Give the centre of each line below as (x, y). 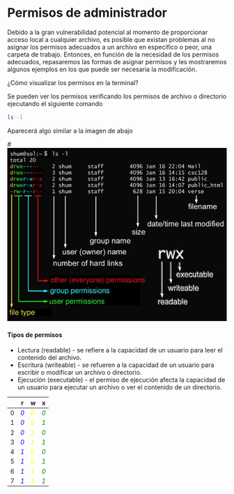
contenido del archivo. (49, 358)
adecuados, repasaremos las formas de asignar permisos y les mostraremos (117, 61)
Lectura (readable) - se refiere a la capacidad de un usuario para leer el (120, 350)
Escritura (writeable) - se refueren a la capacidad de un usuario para (116, 365)
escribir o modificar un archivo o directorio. (79, 373)
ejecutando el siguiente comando (55, 103)
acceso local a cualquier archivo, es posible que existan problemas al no (111, 39)
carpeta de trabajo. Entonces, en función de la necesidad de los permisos (113, 54)
